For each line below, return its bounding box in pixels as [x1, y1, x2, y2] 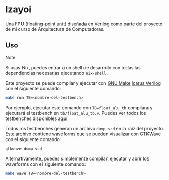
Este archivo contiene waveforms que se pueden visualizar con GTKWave [5, 131, 161, 137]
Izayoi [5, 4, 32, 15]
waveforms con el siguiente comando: [5, 161, 86, 167]
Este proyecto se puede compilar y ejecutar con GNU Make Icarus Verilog [5, 79, 161, 86]
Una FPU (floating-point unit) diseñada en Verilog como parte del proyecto [5, 21, 163, 27]
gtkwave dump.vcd [5, 146, 43, 151]
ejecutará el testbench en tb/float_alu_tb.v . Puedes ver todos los [5, 110, 146, 116]
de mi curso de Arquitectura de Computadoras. [5, 26, 105, 32]
